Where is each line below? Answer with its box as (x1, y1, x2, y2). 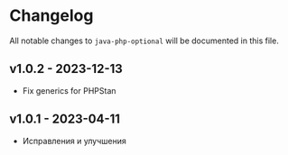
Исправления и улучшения (22, 135, 126, 146)
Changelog (9, 5, 94, 26)
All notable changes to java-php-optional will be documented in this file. (9, 35, 280, 46)
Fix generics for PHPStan (22, 85, 116, 96)
